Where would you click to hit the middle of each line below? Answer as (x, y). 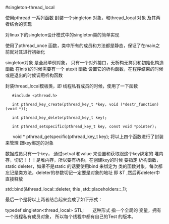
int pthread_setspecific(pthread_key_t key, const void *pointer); (84, 126)
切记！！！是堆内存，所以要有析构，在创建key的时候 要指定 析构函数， (87, 160)
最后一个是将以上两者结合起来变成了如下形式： (54, 199)
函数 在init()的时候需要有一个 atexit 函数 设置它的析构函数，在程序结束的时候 (84, 69)
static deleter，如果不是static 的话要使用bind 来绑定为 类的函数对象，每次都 (84, 166)
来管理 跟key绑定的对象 (30, 143)
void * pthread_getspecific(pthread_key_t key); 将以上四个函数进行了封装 (88, 137)
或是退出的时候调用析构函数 (34, 75)
